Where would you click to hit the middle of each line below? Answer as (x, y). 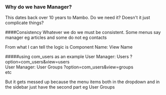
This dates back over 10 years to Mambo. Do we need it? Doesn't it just (78, 18)
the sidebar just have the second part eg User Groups (60, 87)
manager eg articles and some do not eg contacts (56, 37)
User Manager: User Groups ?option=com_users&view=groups (69, 67)
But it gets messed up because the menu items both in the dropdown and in (83, 82)
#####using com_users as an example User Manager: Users (67, 57)
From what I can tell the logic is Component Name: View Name (69, 47)
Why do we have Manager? (38, 7)
